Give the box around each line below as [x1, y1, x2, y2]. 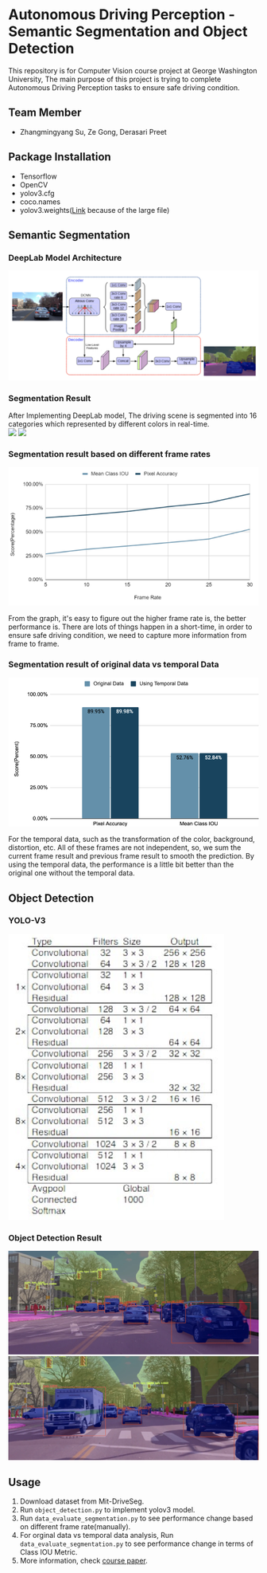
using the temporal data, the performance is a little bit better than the [8, 859, 234, 870]
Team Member [8, 106, 82, 120]
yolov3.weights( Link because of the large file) [19, 205, 170, 214]
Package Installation [8, 150, 111, 164]
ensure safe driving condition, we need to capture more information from [8, 631, 247, 640]
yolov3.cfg [19, 188, 55, 198]
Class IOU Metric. [19, 1547, 78, 1557]
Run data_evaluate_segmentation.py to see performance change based [19, 1513, 253, 1524]
